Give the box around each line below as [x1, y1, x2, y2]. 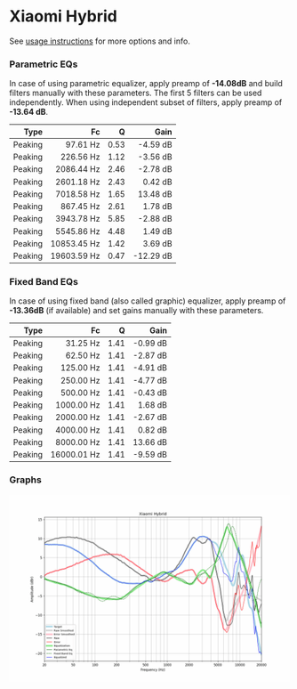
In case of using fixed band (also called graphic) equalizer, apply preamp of [9, 296, 286, 306]
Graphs [9, 474, 42, 486]
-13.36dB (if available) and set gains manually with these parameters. [9, 305, 264, 316]
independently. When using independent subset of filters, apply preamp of [9, 97, 283, 108]
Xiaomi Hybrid [9, 6, 118, 27]
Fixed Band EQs [9, 275, 78, 288]
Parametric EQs [9, 58, 78, 70]
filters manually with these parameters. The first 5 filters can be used [9, 87, 262, 99]
